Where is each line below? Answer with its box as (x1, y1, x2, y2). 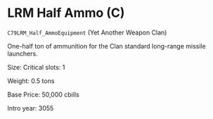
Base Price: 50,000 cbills (7, 90, 79, 99)
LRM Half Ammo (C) (7, 5, 125, 21)
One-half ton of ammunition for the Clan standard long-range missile (7, 42, 206, 50)
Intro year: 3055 (7, 104, 54, 112)
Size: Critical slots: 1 (7, 63, 65, 71)
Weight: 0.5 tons (7, 76, 55, 85)
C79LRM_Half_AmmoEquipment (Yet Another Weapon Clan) (7, 28, 167, 37)
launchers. (7, 49, 38, 58)
